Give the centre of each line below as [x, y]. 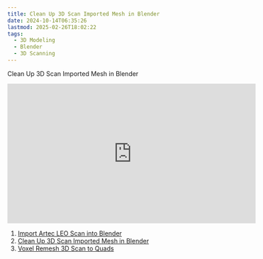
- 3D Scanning [34, 54]
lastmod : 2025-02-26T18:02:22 [52, 27]
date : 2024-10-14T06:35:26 [47, 21]
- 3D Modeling [34, 40]
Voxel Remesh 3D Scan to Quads [66, 248]
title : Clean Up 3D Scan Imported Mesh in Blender [84, 14]
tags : [15, 34]
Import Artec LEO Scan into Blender [70, 233]
